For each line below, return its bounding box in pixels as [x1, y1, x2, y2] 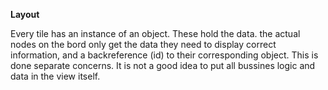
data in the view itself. [10, 70, 101, 82]
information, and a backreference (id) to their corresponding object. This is [10, 49, 319, 61]
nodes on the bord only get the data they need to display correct [10, 39, 277, 50]
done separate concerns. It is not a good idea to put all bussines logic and [10, 60, 316, 71]
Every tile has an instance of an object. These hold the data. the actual [10, 28, 301, 39]
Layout [10, 9, 40, 20]
